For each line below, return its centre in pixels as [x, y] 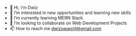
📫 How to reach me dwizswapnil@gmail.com [56, 28]
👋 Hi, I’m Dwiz [24, 8]
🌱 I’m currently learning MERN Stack [46, 18]
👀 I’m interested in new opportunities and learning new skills [70, 13]
